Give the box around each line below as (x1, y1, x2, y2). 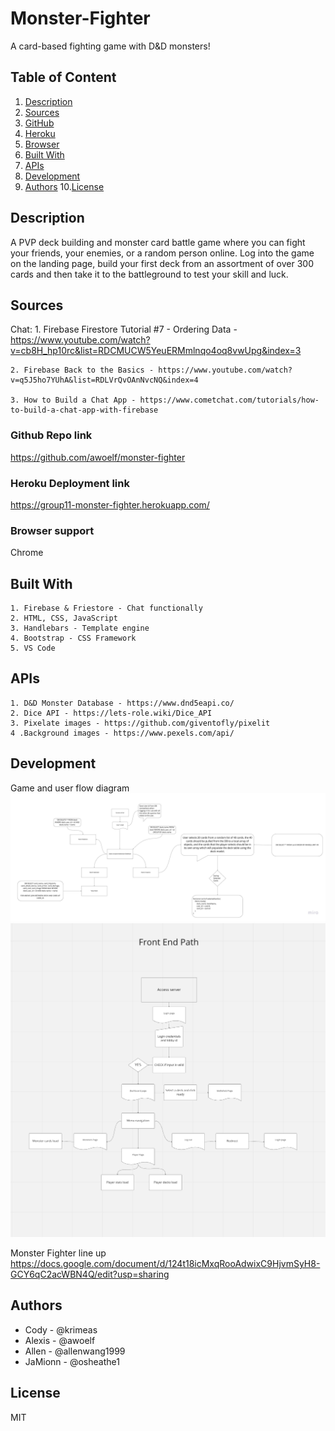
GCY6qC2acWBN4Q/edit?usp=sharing (10, 1268, 170, 1280)
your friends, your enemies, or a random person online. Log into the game (10, 247, 315, 259)
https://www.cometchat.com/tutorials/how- (139, 395, 320, 406)
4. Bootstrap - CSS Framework (10, 633, 137, 644)
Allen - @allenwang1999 (24, 1345, 126, 1357)
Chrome (10, 547, 44, 559)
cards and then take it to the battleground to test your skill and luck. (10, 268, 289, 280)
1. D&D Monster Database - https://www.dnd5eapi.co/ (10, 698, 235, 708)
